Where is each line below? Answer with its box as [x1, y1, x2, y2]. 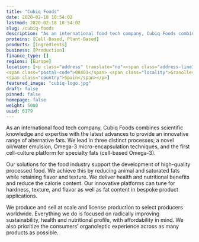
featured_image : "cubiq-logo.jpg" [6, 81, 92, 87]
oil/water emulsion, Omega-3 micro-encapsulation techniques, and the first [6, 143, 190, 150]
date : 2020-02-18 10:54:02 [6, 14, 73, 20]
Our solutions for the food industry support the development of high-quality [6, 161, 191, 168]
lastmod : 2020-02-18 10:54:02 [6, 20, 81, 26]
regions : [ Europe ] [6, 58, 52, 64]
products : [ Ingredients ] [6, 42, 68, 48]
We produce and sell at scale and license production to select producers [6, 204, 184, 211]
